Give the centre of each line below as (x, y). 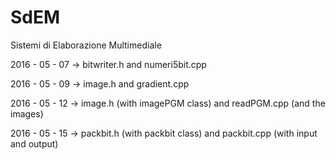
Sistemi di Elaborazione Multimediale (86, 45)
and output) (34, 143)
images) (27, 113)
